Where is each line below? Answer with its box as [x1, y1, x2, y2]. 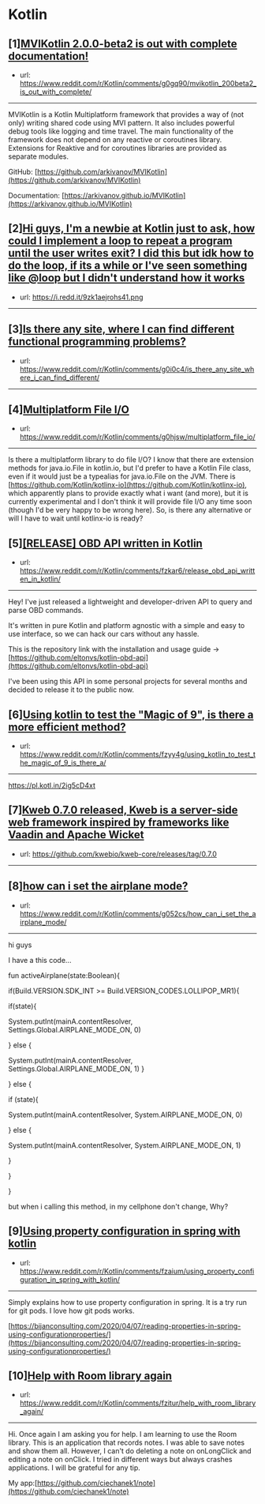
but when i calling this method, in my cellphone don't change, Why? [8, 1201, 229, 1211]
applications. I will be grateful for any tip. [8, 1463, 140, 1472]
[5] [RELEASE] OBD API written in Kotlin [8, 536, 203, 550]
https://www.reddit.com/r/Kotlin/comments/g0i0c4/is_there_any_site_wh [19, 364, 255, 374]
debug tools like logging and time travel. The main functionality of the [8, 126, 234, 136]
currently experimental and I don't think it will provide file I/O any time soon [8, 497, 252, 506]
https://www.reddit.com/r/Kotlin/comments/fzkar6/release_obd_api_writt [19, 566, 256, 576]
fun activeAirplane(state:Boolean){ [8, 970, 121, 980]
